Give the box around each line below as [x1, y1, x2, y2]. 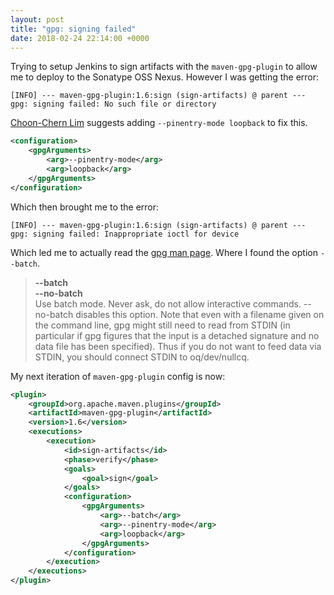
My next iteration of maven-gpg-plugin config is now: [10, 370, 226, 382]
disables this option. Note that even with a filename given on [75, 308, 325, 320]
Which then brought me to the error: [10, 201, 160, 213]
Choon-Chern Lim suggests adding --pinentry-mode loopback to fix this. [10, 117, 308, 129]
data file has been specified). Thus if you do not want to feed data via [34, 340, 322, 352]
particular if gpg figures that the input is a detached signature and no [34, 329, 320, 341]
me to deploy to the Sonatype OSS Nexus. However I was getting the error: [10, 71, 320, 83]
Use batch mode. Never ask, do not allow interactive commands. [34, 297, 302, 310]
